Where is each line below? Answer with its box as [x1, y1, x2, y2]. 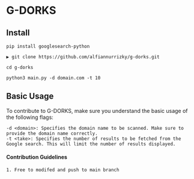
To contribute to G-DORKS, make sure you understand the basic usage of [6, 107, 188, 114]
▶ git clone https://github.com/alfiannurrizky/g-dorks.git [6, 54, 160, 60]
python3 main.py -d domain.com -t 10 [6, 75, 101, 81]
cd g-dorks [6, 64, 34, 70]
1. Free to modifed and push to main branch [6, 167, 120, 173]
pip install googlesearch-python [6, 43, 90, 49]
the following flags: [6, 114, 54, 121]
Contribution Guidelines [6, 154, 68, 161]
